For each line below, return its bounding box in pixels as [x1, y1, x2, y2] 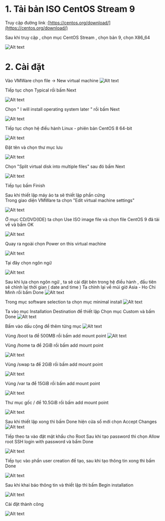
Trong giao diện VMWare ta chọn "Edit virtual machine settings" [5, 197, 134, 203]
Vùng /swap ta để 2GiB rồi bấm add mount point [5, 361, 103, 367]
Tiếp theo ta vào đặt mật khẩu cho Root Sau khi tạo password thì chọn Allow [5, 433, 160, 439]
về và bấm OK [5, 222, 34, 228]
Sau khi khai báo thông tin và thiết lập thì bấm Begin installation [5, 482, 134, 488]
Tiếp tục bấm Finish [5, 182, 45, 188]
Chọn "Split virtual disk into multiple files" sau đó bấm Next [5, 163, 125, 169]
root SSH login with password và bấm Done [5, 438, 94, 444]
